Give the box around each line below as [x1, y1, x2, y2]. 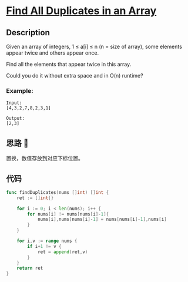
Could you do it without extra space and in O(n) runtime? [6, 72, 143, 79]
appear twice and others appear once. [6, 49, 99, 56]
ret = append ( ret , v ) [37, 249, 88, 255]
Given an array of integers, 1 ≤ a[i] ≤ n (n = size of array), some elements [6, 43, 182, 50]
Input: [6, 100, 22, 106]
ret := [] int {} [16, 195, 54, 201]
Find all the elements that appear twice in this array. [6, 61, 132, 68]
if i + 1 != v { [27, 243, 62, 249]
